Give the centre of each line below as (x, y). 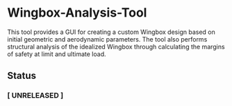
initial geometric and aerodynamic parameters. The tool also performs (107, 39)
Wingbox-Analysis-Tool (77, 13)
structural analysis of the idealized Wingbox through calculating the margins (116, 46)
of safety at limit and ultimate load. (57, 54)
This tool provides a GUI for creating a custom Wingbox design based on (111, 32)
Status (22, 76)
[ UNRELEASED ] (35, 96)
